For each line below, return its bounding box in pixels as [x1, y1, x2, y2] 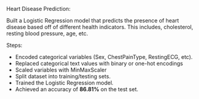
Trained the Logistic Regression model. [15, 79, 114, 86]
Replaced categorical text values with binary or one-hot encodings [15, 60, 183, 67]
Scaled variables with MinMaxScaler [15, 66, 107, 73]
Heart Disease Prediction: [6, 5, 71, 12]
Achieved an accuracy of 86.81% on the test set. [15, 86, 139, 93]
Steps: [6, 42, 23, 49]
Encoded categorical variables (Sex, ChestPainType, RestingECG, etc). [15, 53, 193, 60]
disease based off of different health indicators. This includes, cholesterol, [6, 24, 194, 30]
